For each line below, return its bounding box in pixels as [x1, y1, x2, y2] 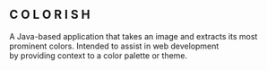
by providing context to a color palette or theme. [9, 49, 188, 61]
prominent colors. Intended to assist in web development [9, 40, 220, 51]
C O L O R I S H [9, 7, 90, 22]
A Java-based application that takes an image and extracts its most [9, 31, 258, 41]
